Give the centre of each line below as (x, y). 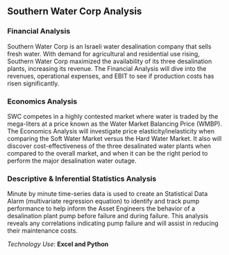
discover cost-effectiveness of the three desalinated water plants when (109, 146)
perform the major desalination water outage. (72, 161)
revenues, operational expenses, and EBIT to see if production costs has (111, 76)
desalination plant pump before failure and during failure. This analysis (108, 216)
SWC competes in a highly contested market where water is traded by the (113, 116)
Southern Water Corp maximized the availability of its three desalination (110, 61)
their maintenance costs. (43, 231)
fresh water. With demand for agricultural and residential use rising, (103, 54)
